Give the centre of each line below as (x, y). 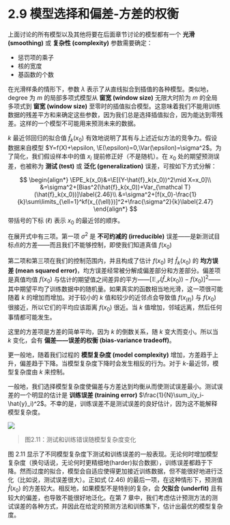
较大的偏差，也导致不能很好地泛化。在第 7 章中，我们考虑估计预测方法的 (110, 498)
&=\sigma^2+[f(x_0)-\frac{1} (157, 194)
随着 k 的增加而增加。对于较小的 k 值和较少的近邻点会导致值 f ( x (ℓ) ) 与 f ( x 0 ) (112, 298)
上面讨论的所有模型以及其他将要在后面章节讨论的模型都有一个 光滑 (101, 34)
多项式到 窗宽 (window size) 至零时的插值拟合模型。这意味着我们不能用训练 (114, 106)
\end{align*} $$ (115, 209)
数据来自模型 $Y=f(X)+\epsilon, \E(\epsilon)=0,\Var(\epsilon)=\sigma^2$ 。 (112, 147)
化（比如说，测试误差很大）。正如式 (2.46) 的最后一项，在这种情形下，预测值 (115, 479)
